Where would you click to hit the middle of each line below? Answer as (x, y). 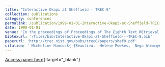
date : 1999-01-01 (23, 28)
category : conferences (28, 18)
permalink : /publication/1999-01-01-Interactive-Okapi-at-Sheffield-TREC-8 (84, 23)
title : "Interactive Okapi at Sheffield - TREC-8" (58, 9)
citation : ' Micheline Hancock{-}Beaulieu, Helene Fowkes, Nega (74, 46)
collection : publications (31, 14)
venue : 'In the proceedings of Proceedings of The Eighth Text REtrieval (82, 32)
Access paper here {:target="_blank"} (43, 59)
